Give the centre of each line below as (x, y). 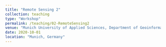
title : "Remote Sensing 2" (33, 10)
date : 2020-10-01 (23, 32)
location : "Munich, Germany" (35, 37)
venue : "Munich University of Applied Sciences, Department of (72, 28)
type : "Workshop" (23, 19)
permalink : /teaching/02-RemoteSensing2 (47, 23)
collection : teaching (27, 14)
